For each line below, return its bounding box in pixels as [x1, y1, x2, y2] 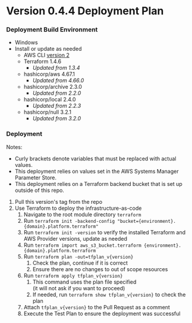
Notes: [6, 143, 23, 150]
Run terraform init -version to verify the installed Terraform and [23, 228, 186, 236]
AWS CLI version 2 [23, 52, 70, 59]
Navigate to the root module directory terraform [23, 210, 141, 218]
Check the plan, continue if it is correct [32, 259, 128, 266]
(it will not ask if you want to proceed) [32, 284, 125, 291]
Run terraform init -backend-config [23, 217, 115, 224]
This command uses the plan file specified [32, 278, 137, 285]
